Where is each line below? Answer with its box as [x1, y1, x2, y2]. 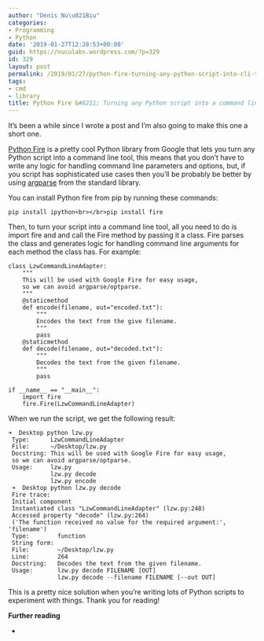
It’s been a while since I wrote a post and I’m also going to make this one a [8, 121, 248, 131]
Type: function [11, 532, 86, 540]
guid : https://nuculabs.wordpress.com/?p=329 [8, 48, 159, 56]
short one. [8, 129, 42, 138]
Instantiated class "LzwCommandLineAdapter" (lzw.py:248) [11, 505, 206, 513]
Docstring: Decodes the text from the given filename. [11, 560, 202, 568]
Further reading [8, 611, 60, 621]
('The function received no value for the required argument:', [11, 518, 226, 527]
